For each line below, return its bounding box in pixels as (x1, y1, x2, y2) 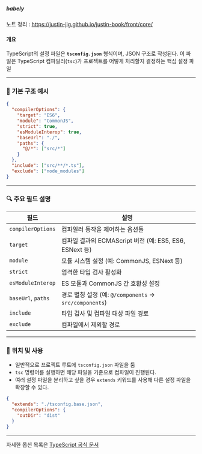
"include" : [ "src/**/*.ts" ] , (11, 163, 85, 169)
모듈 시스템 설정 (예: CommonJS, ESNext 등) (61, 257, 183, 265)
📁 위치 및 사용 (6, 346, 43, 354)
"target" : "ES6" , (17, 112, 61, 118)
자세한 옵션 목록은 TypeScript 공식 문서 (6, 441, 99, 448)
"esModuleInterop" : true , (17, 129, 82, 135)
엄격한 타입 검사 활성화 (61, 268, 122, 276)
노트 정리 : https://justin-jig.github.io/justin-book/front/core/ (6, 20, 153, 28)
